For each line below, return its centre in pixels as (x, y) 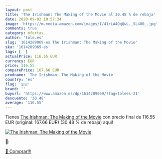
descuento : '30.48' (26, 98)
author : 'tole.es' (24, 38)
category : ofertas (24, 33)
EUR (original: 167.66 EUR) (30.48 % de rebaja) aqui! (59, 122)
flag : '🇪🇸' (18, 84)
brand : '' (16, 89)
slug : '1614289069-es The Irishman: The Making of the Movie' (71, 42)
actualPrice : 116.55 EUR (31, 56)
